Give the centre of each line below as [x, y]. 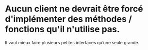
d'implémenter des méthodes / [68, 19]
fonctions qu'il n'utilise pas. [62, 29]
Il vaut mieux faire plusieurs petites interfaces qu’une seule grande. [72, 42]
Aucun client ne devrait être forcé [74, 9]
